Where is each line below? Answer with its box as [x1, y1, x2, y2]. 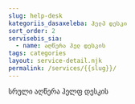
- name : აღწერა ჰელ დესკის [15, 42, 106, 50]
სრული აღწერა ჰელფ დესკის [8, 86, 108, 96]
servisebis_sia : [8, 34, 63, 43]
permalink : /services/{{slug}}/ [8, 64, 117, 73]
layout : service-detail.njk [8, 57, 103, 65]
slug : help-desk [8, 11, 63, 20]
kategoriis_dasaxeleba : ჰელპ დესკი [8, 19, 128, 27]
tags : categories [8, 49, 67, 57]
